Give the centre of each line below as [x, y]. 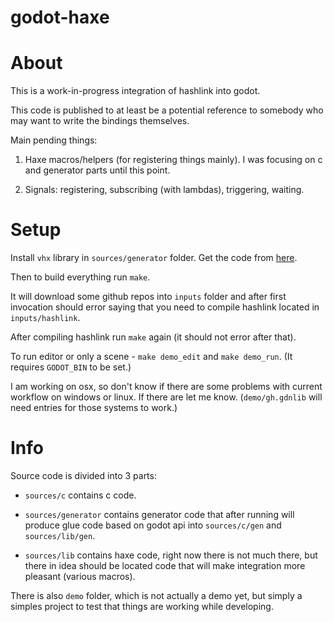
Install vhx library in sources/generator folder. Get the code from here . [154, 258]
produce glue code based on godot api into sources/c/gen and [153, 525]
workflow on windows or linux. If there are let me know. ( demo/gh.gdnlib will [166, 397]
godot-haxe [60, 17]
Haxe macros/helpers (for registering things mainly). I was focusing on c [173, 160]
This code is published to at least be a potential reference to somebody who [167, 110]
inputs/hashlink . [45, 318]
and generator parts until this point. [97, 170]
